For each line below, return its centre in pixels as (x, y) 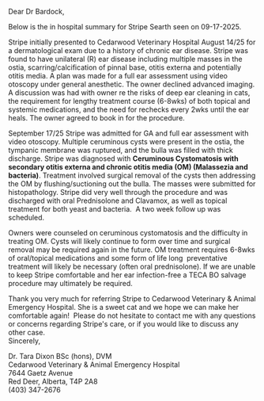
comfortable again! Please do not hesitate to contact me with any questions (132, 315)
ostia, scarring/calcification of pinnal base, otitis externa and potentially (125, 67)
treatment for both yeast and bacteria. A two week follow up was (115, 209)
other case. (27, 332)
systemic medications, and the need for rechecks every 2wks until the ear (129, 109)
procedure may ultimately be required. (70, 283)
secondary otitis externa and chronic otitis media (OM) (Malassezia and (128, 167)
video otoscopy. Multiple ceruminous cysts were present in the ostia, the (126, 141)
